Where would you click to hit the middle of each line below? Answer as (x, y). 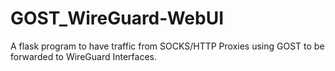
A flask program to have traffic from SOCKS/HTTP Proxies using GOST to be (167, 46)
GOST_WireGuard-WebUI (117, 18)
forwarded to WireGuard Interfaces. (83, 56)
